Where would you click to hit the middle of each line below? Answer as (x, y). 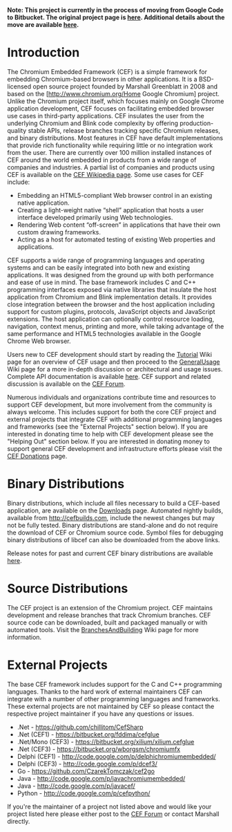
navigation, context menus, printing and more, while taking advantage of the (116, 326)
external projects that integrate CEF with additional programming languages (115, 419)
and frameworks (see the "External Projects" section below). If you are (108, 426)
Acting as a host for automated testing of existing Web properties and (116, 239)
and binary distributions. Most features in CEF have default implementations (115, 138)
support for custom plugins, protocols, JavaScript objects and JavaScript (111, 311)
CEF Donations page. (37, 456)
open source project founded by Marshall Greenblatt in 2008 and (125, 86)
